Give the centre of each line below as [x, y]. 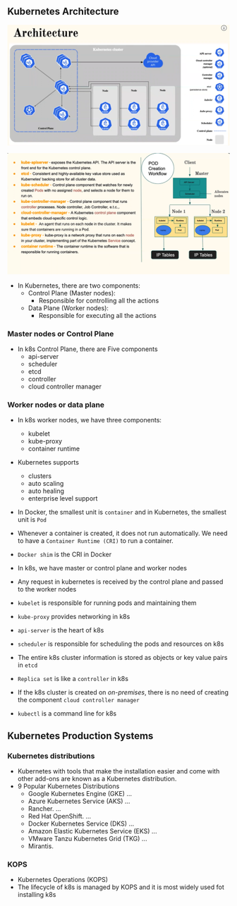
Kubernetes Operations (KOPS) [62, 880]
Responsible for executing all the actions [98, 315]
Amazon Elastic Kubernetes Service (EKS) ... [92, 831]
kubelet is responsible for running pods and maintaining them [107, 603]
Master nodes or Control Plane [61, 333]
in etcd [28, 665]
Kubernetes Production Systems [80, 736]
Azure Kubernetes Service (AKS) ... [79, 801]
